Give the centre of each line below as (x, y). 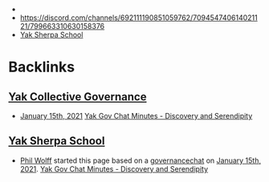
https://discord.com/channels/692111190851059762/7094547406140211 (139, 18)
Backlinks (42, 67)
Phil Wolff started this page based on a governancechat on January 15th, (140, 160)
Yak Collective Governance (77, 97)
